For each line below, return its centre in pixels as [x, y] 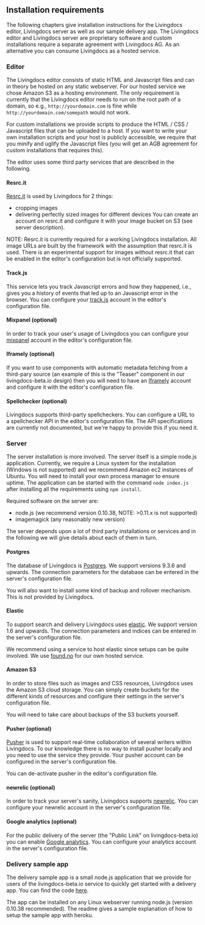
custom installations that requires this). [55, 150]
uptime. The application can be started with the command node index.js [98, 483]
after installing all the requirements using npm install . [74, 489]
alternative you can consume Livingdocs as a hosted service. [83, 51]
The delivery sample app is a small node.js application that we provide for [99, 877]
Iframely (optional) [31, 354]
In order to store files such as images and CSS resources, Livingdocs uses [100, 684]
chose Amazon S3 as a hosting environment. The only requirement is [93, 93]
